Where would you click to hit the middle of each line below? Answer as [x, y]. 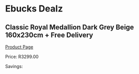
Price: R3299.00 [22, 56]
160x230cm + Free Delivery [49, 35]
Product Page [19, 47]
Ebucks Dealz [34, 9]
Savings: [14, 66]
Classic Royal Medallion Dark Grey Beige [69, 27]
